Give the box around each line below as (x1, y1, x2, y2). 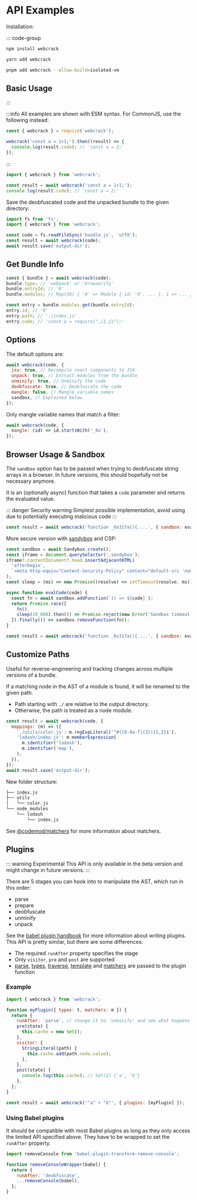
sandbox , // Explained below (11, 395, 83, 400)
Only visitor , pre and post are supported (14, 956, 115, 963)
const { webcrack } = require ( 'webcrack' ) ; (6, 128, 114, 134)
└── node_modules (6, 806, 49, 812)
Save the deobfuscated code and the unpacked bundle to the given (6, 198, 169, 205)
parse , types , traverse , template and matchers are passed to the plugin (14, 962, 186, 969)
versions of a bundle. (6, 671, 57, 678)
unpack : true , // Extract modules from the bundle (11, 373, 138, 379)
